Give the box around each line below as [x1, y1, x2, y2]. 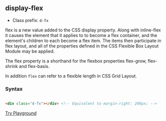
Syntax [5, 85, 23, 92]
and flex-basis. [19, 63, 50, 69]
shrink [5, 63, 18, 69]
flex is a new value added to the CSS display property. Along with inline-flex [5, 27, 161, 33]
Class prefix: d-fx [12, 17, 49, 23]
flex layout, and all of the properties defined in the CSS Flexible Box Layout [5, 42, 159, 49]
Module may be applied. [5, 48, 55, 54]
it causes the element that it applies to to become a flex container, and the [5, 32, 158, 38]
